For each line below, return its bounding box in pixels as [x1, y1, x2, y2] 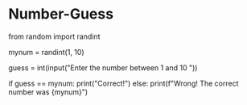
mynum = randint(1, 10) [8, 47, 84, 57]
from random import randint [8, 31, 101, 41]
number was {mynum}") [8, 86, 89, 97]
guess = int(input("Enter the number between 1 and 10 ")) [8, 62, 198, 73]
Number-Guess [8, 5, 114, 23]
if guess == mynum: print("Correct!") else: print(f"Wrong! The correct [8, 78, 239, 88]
